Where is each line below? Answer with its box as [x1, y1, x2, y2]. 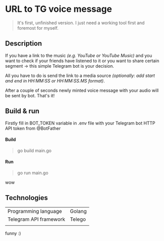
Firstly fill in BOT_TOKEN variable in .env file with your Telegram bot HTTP [5, 120, 156, 126]
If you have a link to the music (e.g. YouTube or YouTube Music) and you [5, 52, 152, 58]
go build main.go [17, 147, 52, 154]
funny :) [5, 230, 21, 236]
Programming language [7, 207, 62, 214]
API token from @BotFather [5, 125, 61, 131]
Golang [70, 207, 87, 214]
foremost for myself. [17, 25, 59, 31]
